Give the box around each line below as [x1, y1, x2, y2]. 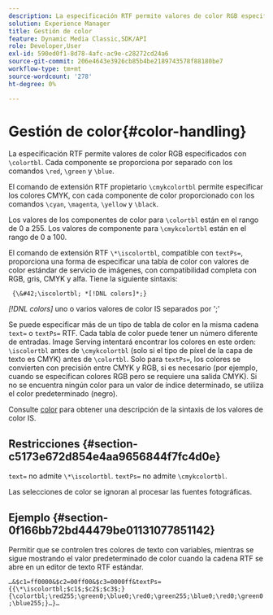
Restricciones [8, 437, 80, 451]
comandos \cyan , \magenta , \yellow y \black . [8, 199, 159, 209]
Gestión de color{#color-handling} [8, 122, 247, 141]
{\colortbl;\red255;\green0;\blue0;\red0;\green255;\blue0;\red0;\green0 [8, 592, 264, 600]
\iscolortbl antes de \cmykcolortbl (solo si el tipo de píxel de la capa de [8, 346, 253, 355]
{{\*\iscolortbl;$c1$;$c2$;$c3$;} [8, 585, 126, 594]
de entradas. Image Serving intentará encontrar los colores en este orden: [8, 337, 256, 347]
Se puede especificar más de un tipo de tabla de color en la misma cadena [8, 320, 259, 329]
